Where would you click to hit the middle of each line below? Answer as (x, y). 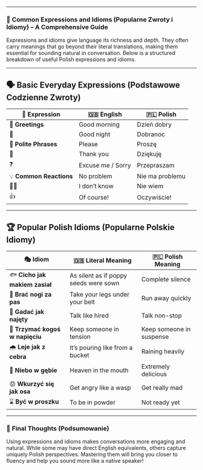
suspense (155, 336)
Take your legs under (99, 294)
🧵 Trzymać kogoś (35, 329)
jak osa (20, 391)
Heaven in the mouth (99, 370)
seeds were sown (94, 283)
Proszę (147, 144)
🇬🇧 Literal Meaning (102, 260)
